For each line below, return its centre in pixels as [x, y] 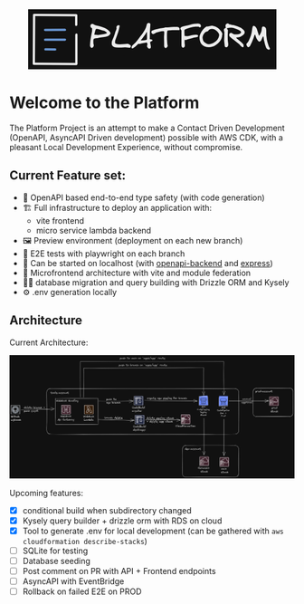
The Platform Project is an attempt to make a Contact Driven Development [147, 128]
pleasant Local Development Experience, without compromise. [126, 147]
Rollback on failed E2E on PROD [82, 591]
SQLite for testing [55, 551]
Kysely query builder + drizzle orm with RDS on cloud [122, 521]
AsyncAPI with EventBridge [73, 581]
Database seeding [56, 561]
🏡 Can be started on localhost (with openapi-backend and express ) [147, 263]
